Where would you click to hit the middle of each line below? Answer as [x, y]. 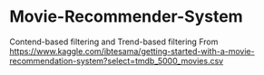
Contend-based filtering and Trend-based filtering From [114, 42]
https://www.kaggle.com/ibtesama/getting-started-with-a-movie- [132, 51]
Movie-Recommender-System [126, 17]
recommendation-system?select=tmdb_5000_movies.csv [117, 61]
